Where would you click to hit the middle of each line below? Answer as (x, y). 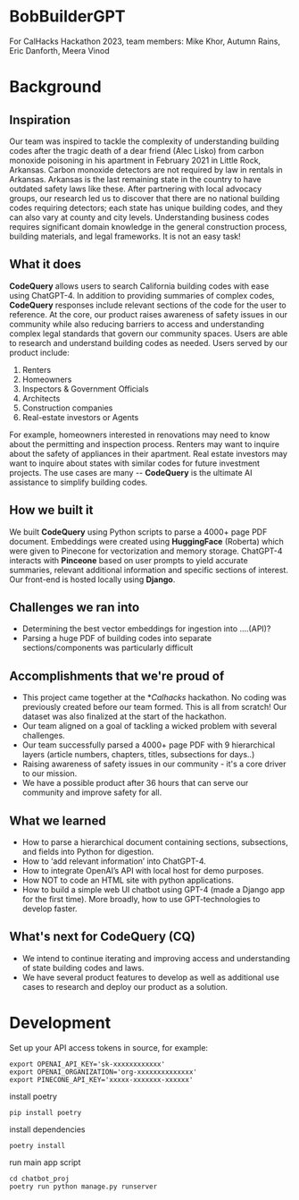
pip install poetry (46, 1112)
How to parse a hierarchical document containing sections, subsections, (155, 842)
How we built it (51, 510)
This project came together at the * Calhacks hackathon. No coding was (154, 697)
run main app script (45, 1162)
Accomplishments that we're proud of (117, 676)
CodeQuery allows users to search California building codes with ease (139, 286)
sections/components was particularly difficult (108, 648)
